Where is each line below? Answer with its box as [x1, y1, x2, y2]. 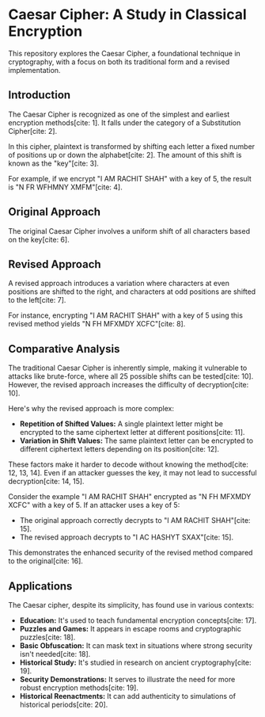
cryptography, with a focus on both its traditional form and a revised [8, 57, 230, 67]
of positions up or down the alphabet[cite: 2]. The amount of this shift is [8, 150, 242, 159]
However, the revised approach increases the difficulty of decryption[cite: [8, 380, 249, 390]
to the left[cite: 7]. [8, 296, 66, 305]
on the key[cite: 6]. [8, 235, 70, 244]
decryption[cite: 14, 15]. [8, 477, 85, 486]
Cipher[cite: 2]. [8, 126, 58, 135]
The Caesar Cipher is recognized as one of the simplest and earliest [8, 109, 230, 119]
